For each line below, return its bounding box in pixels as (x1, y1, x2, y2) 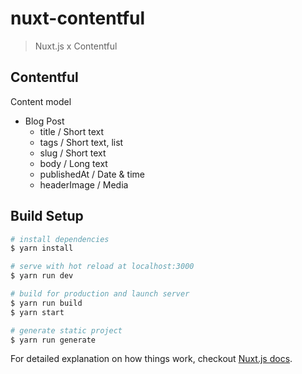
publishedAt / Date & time (39, 168, 145, 180)
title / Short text (39, 125, 105, 137)
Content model (10, 95, 72, 107)
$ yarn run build (10, 298, 83, 308)
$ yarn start (10, 307, 65, 317)
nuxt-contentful (10, 7, 146, 30)
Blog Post (24, 115, 65, 127)
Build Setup (10, 208, 84, 225)
